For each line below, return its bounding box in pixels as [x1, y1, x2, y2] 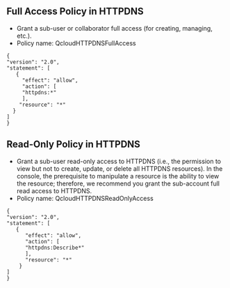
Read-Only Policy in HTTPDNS [6, 139, 140, 151]
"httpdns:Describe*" [24, 244, 85, 251]
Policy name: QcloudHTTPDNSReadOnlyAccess [16, 194, 154, 202]
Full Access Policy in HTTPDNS [6, 6, 144, 17]
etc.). [16, 31, 32, 40]
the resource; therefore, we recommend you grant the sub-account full [16, 179, 220, 188]
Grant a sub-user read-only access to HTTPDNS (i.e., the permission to [16, 157, 222, 165]
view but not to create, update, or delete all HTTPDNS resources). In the [16, 164, 223, 173]
